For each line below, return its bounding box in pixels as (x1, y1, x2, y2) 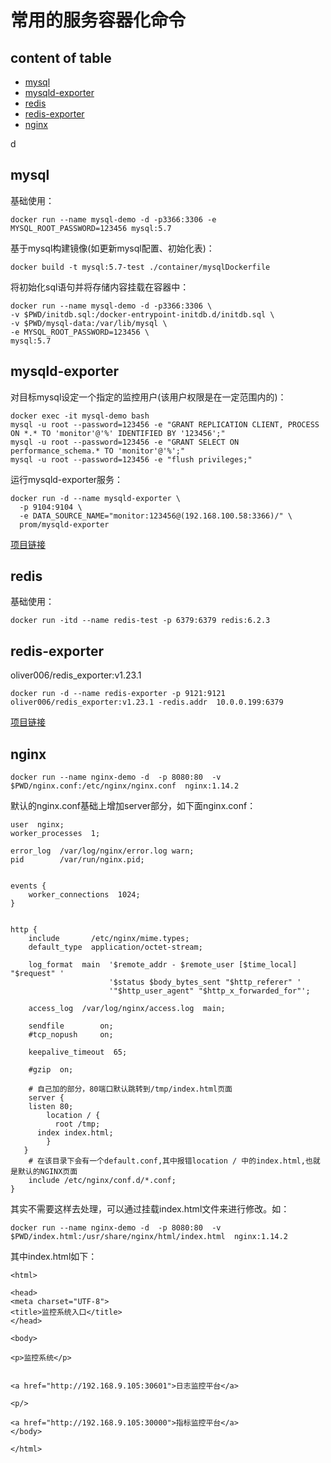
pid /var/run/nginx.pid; (10, 855, 145, 865)
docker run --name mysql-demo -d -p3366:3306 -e (10, 214, 217, 225)
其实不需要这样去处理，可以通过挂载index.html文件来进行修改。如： (10, 1203, 290, 1215)
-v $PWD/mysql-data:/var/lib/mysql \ (10, 318, 168, 328)
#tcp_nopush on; (28, 1030, 114, 1040)
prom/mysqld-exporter (19, 519, 110, 530)
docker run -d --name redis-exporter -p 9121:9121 (10, 689, 226, 699)
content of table (10, 49, 112, 66)
